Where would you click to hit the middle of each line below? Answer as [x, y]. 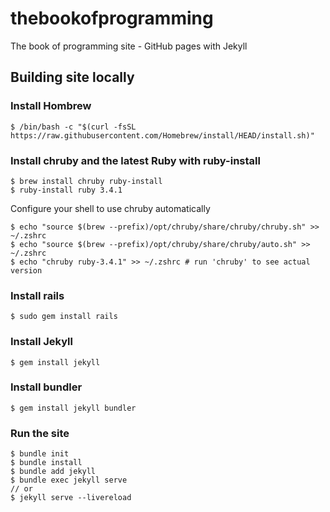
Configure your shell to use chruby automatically [110, 208]
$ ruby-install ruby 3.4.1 [66, 190]
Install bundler [46, 387]
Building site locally [72, 77]
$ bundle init [40, 454]
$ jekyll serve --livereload [71, 498]
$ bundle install [46, 463]
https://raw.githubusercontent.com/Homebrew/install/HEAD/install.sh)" [162, 135]
